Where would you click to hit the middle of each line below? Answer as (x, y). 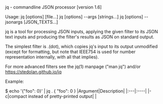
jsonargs (14, 22)
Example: (15, 81)
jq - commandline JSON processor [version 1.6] (54, 7)
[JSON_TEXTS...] (41, 22)
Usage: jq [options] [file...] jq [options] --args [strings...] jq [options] (74, 17)
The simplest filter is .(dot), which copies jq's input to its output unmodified (81, 46)
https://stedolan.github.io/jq (33, 72)
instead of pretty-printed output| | (62, 96)
